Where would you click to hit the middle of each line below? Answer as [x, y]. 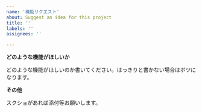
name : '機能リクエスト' [33, 12]
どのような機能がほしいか [38, 57]
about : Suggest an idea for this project [59, 17]
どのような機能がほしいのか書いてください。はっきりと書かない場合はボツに [101, 70]
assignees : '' [24, 34]
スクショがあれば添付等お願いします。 [54, 103]
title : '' [19, 23]
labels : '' [20, 28]
